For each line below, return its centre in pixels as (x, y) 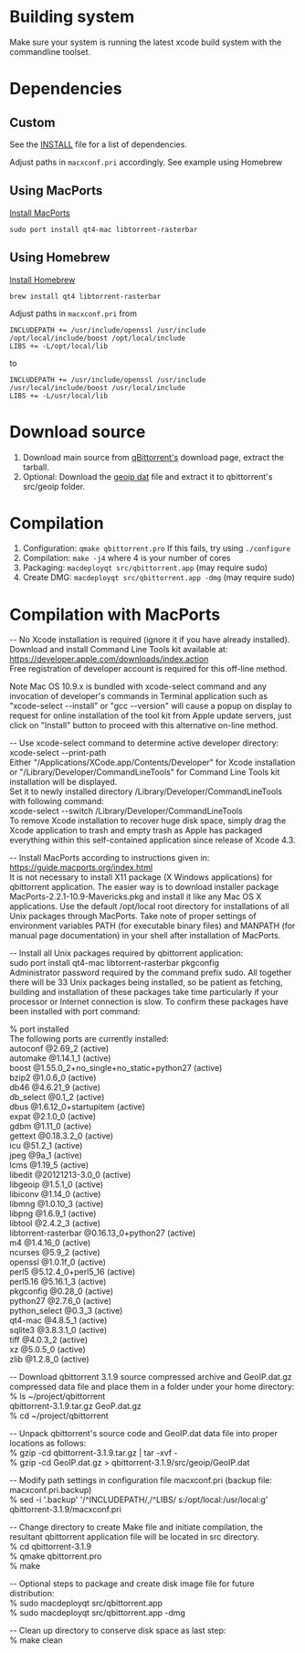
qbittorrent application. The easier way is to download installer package (144, 887)
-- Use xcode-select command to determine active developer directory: (144, 743)
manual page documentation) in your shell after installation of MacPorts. (145, 936)
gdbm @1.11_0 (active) (51, 1127)
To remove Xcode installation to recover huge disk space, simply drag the (148, 821)
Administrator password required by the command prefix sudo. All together (151, 973)
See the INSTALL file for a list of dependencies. (98, 144)
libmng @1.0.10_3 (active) (57, 1204)
